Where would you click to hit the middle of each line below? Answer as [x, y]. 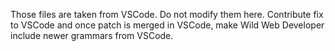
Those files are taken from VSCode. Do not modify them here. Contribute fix [167, 14]
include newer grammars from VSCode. [92, 35]
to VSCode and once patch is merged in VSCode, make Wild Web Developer [167, 25]
